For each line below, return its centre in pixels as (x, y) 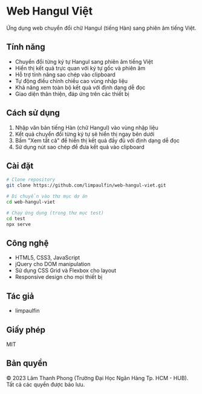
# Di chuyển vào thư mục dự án (47, 196)
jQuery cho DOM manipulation (53, 264)
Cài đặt (20, 166)
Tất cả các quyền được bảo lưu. (46, 384)
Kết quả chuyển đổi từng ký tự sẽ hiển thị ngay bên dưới (85, 134)
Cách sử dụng (33, 113)
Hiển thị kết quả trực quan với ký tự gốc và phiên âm (80, 68)
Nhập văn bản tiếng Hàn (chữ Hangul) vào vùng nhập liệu (86, 127)
